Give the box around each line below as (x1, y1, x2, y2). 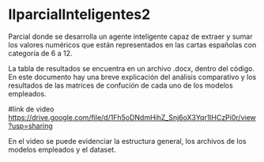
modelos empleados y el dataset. (8, 145, 116, 154)
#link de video (8, 104, 55, 114)
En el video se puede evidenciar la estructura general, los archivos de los (8, 136, 247, 145)
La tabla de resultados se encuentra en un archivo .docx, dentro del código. (8, 63, 255, 73)
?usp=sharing (8, 121, 53, 130)
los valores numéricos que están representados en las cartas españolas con (8, 40, 257, 49)
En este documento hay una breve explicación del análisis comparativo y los (8, 72, 257, 81)
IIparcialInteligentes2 (8, 6, 151, 24)
